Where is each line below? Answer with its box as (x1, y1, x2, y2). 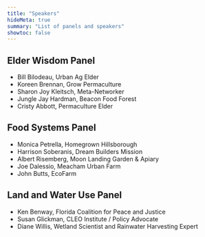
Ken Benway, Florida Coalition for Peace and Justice (17, 207, 166, 216)
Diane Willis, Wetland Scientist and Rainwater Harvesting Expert (17, 222, 198, 230)
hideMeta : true (7, 16, 51, 23)
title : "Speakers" (7, 10, 60, 17)
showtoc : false (7, 29, 51, 36)
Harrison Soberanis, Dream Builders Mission (17, 147, 143, 155)
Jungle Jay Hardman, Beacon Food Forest (17, 95, 137, 103)
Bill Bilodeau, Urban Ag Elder (17, 73, 100, 81)
